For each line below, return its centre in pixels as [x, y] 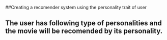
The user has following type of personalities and [83, 23]
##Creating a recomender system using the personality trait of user [76, 7]
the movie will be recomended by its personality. [84, 31]
